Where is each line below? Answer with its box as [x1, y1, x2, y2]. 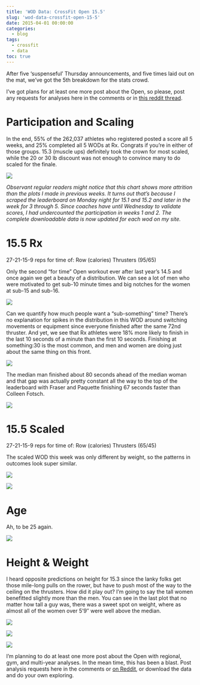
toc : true [6, 53, 31, 59]
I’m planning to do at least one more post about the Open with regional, [6, 653, 181, 660]
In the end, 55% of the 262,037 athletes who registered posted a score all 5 [6, 135, 193, 142]
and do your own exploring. [6, 672, 74, 679]
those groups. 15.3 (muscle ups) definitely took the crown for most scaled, [6, 148, 190, 155]
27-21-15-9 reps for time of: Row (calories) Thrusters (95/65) [6, 256, 157, 263]
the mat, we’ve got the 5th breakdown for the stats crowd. [6, 76, 150, 83]
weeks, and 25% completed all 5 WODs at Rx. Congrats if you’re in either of [6, 142, 193, 149]
